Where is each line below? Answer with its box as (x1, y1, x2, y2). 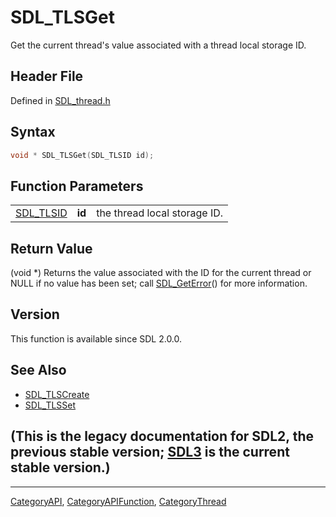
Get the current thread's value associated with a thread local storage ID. (10, 39, 307, 51)
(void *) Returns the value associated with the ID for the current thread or (10, 267, 312, 279)
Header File (10, 68, 84, 85)
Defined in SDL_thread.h (10, 94, 111, 106)
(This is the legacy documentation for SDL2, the (10, 428, 314, 445)
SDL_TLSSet (24, 399, 77, 411)
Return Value (10, 240, 93, 257)
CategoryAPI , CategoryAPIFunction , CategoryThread (10, 495, 227, 507)
